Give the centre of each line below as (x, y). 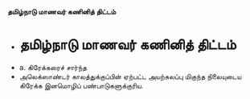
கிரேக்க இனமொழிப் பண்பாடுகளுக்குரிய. (81, 85)
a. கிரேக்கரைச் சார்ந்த (53, 67)
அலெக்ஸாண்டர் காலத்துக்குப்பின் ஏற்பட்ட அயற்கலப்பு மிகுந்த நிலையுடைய (130, 76)
